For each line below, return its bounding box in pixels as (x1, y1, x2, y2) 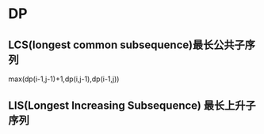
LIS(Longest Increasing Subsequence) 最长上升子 (8, 99, 256, 113)
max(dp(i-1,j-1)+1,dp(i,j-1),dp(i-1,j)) (8, 74, 120, 84)
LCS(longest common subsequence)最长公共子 (8, 38, 245, 51)
